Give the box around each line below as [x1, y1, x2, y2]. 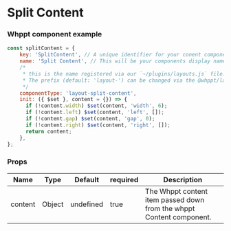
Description [163, 175, 203, 184]
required [109, 175, 139, 184]
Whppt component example [7, 30, 102, 39]
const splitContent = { [7, 45, 76, 52]
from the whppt [145, 203, 195, 213]
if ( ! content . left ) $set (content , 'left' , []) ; [25, 109, 165, 116]
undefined [69, 199, 104, 209]
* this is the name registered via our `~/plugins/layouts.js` [22, 70, 208, 77]
